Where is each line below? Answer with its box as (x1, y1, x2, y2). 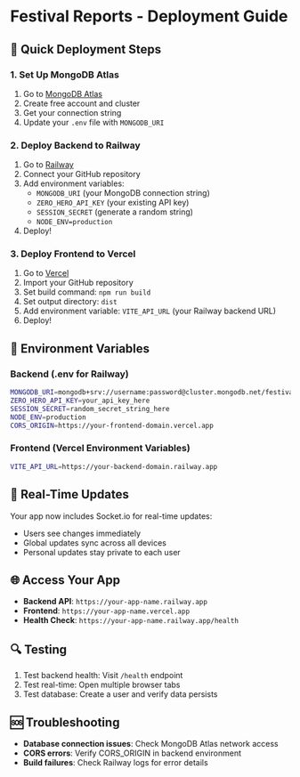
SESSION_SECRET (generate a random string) (36, 206, 194, 217)
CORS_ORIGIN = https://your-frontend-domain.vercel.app (10, 421, 215, 430)
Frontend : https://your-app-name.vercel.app (22, 605, 191, 616)
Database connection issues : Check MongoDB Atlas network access (22, 738, 279, 749)
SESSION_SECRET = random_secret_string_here (10, 404, 170, 413)
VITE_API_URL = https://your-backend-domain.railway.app (10, 462, 218, 471)
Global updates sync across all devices (22, 537, 167, 548)
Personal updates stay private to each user (22, 546, 181, 557)
